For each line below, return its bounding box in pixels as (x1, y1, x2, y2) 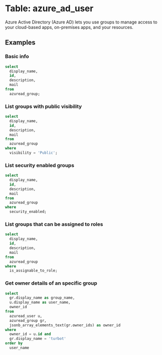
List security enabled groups (5, 162, 74, 168)
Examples (5, 39, 36, 47)
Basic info (5, 53, 29, 60)
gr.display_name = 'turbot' (9, 336, 67, 341)
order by (5, 341, 23, 346)
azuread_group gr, (9, 318, 47, 323)
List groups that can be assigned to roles (5, 221, 103, 228)
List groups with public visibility (5, 103, 82, 110)
